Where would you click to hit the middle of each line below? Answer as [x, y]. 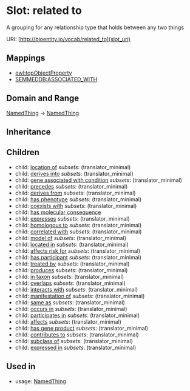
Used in [21, 366]
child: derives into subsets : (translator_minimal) [74, 173]
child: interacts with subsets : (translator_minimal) [76, 289]
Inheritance [29, 132]
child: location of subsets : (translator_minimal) [73, 167]
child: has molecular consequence [58, 212]
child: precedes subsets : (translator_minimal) [71, 186]
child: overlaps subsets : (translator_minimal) [70, 283]
